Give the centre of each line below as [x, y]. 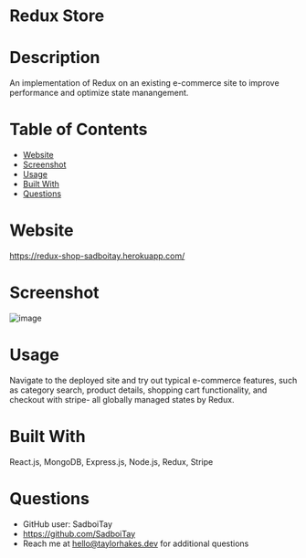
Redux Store [57, 16]
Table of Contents [79, 130]
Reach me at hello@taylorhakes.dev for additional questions [136, 543]
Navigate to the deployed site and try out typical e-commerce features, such [153, 380]
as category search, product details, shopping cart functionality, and [138, 390]
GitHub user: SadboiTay [67, 524]
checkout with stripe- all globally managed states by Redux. [122, 399]
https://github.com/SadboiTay [79, 533]
